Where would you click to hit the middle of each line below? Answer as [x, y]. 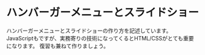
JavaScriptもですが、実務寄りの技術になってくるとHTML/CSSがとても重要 [100, 38]
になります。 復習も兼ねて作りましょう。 [58, 46]
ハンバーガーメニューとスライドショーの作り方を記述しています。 [89, 31]
